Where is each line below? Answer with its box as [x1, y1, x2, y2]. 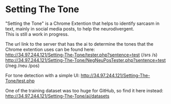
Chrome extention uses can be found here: [5, 46, 95, 52]
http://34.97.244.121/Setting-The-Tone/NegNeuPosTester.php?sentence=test [5, 57, 166, 63]
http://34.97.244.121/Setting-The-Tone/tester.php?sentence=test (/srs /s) [5, 52, 158, 58]
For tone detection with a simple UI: [5, 72, 80, 78]
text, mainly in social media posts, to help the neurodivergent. [5, 25, 134, 31]
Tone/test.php [5, 78, 35, 84]
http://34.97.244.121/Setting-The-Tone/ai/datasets [5, 93, 109, 99]
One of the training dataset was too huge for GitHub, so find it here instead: [5, 87, 164, 93]
